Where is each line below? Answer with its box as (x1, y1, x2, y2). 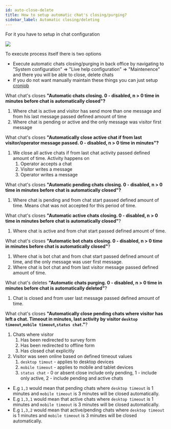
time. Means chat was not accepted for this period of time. (12, 203, 137, 209)
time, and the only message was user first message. (12, 259, 123, 265)
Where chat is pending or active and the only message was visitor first (12, 119, 162, 125)
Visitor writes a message (20, 166, 73, 172)
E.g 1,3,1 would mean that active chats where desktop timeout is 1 (12, 396, 154, 402)
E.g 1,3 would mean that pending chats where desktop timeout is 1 (12, 385, 154, 391)
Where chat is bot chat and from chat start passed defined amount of (12, 253, 160, 260)
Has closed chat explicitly (20, 348, 75, 354)
